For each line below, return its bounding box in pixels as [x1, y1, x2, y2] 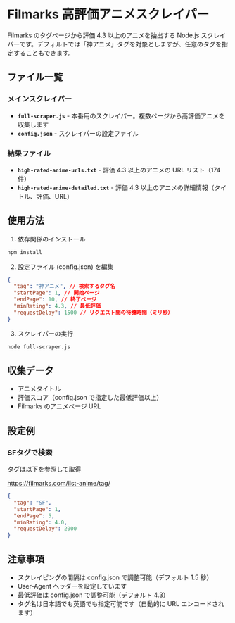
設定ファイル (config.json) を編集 [17, 262, 114, 271]
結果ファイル [7, 149, 51, 158]
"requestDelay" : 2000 [13, 525, 77, 532]
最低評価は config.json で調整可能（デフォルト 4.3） [17, 591, 170, 599]
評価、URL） [36, 191, 74, 201]
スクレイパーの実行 [17, 329, 74, 338]
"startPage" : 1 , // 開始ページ [13, 289, 100, 296]
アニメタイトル [17, 384, 61, 393]
